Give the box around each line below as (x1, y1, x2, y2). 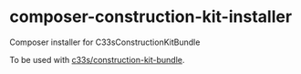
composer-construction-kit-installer (9, 6, 293, 27)
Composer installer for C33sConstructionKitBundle (9, 37, 201, 48)
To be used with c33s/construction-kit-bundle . (9, 54, 185, 65)
